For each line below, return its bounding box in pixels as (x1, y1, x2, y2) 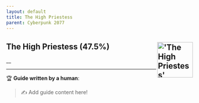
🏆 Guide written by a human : (6, 75, 80, 82)
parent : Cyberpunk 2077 (6, 20, 65, 25)
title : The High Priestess (6, 14, 73, 20)
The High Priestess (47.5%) (6, 41, 110, 51)
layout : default (6, 8, 46, 15)
